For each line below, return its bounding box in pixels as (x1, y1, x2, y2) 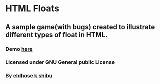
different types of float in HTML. (5, 30, 108, 39)
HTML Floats (5, 3, 59, 14)
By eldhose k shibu (5, 72, 53, 79)
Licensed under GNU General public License (5, 59, 115, 66)
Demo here (5, 45, 33, 52)
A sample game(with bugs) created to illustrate (5, 23, 155, 31)
